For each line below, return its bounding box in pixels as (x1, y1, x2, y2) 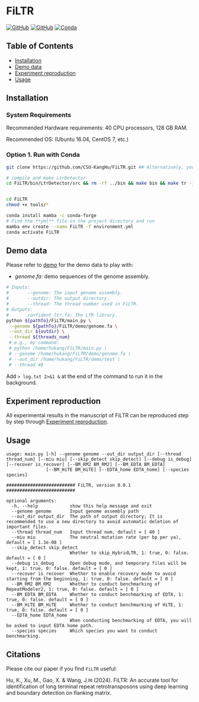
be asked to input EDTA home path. (6, 623, 94, 629)
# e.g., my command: (8, 340, 60, 346)
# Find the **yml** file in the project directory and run (6, 218, 155, 224)
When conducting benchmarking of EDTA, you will (69, 618, 192, 624)
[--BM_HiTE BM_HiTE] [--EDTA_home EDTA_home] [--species (46, 467, 190, 473)
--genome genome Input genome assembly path (11, 508, 139, 515)
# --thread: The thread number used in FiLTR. (6, 301, 139, 307)
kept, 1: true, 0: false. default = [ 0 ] (6, 566, 113, 572)
